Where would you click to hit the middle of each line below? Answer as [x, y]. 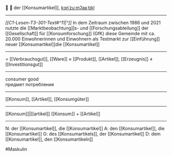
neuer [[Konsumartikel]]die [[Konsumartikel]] [52, 44]
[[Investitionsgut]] [24, 64]
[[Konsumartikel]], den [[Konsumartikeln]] [49, 139]
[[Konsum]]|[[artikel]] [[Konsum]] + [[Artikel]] [53, 114]
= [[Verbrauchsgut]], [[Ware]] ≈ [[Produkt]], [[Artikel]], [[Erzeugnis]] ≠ [79, 59]
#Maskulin [16, 149]
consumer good [22, 79]
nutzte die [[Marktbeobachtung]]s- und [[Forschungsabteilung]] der [77, 28]
